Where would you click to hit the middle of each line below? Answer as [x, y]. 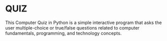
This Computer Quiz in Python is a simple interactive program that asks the [83, 22]
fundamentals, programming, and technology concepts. [63, 33]
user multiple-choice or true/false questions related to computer [72, 27]
